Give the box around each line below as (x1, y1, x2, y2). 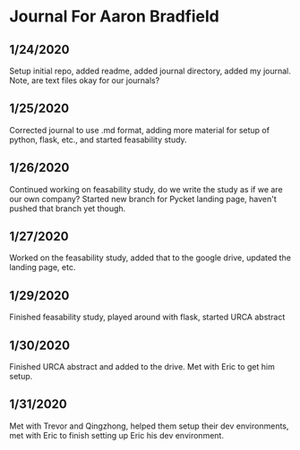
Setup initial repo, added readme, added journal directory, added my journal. (9, 65, 291, 76)
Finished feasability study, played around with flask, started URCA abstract (9, 311, 286, 323)
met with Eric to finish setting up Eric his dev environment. (9, 429, 224, 440)
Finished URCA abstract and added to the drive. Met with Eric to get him (9, 361, 275, 372)
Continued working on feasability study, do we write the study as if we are (9, 183, 284, 194)
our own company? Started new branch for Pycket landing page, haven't (9, 193, 278, 204)
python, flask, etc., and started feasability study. (9, 134, 187, 145)
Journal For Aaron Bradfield (9, 6, 219, 27)
